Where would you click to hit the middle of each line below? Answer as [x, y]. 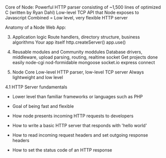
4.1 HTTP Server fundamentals [36, 87]
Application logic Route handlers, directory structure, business [76, 37]
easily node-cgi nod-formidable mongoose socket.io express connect [83, 62]
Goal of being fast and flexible [43, 106]
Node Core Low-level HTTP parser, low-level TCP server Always [78, 72]
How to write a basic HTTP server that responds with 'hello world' [80, 125]
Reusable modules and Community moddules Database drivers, [77, 52]
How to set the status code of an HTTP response [62, 150]
